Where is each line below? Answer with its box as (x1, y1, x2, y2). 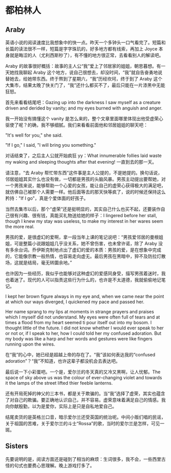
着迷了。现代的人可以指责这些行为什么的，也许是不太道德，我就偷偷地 (9, 277, 157, 283)
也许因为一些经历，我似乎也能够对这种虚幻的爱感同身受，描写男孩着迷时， (5, 271, 161, 276)
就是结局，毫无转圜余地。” (18, 259, 72, 266)
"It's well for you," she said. (5, 132, 63, 138)
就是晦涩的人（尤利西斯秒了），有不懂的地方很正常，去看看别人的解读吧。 (9, 52, 164, 58)
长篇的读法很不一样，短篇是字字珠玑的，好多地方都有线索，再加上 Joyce (5, 46, 158, 51)
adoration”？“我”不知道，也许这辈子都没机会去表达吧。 (5, 358, 121, 364)
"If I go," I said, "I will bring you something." (5, 142, 97, 148)
